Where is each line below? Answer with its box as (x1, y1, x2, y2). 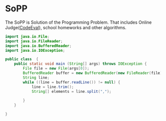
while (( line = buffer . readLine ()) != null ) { (23, 80, 121, 84)
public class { (5, 57, 39, 62)
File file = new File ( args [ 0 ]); (23, 66, 90, 71)
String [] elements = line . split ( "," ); (31, 89, 112, 94)
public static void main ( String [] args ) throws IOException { (14, 61, 147, 67)
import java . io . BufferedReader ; (5, 43, 72, 48)
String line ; (23, 75, 50, 80)
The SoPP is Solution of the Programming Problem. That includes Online (5, 19, 152, 25)
